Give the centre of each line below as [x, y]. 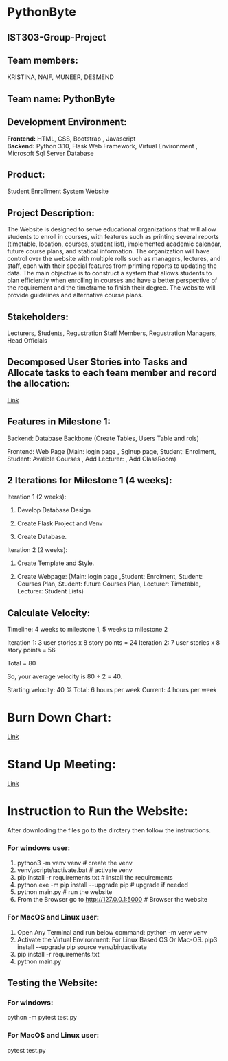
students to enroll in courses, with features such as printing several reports [113, 237]
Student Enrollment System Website [58, 191]
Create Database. [42, 537]
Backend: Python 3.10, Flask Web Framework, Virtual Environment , [102, 146]
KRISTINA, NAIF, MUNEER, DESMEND [61, 77]
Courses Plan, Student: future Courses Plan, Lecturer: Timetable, [109, 584]
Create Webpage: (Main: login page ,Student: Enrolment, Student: [110, 577]
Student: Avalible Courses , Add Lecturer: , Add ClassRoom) [92, 459]
